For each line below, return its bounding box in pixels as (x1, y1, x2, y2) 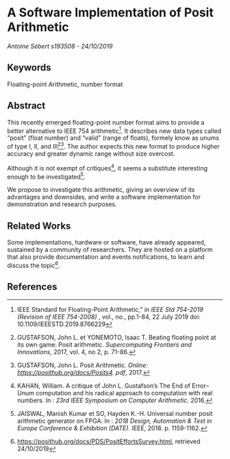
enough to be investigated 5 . (7, 171, 86, 181)
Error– (191, 382, 209, 390)
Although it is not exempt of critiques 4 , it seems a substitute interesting (7, 162, 207, 172)
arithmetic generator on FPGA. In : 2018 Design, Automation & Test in (16, 417, 212, 425)
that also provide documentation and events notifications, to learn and (7, 253, 205, 261)
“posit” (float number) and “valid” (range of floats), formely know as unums (7, 134, 220, 142)
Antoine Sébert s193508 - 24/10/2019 (7, 42, 113, 50)
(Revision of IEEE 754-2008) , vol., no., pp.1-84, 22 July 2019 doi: (16, 313, 201, 321)
